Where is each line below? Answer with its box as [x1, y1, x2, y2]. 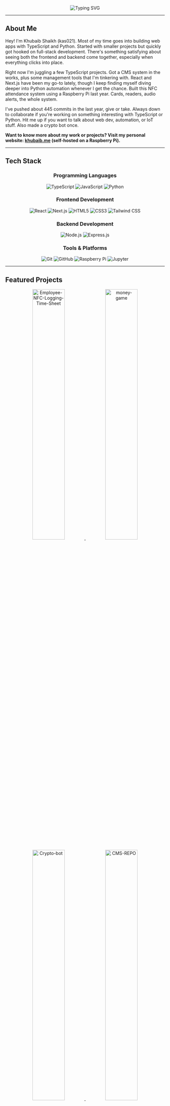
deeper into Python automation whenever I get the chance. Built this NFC [5, 85, 158, 91]
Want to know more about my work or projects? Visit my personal [5, 132, 146, 138]
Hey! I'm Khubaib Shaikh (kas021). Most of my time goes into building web [5, 38, 160, 44]
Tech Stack [5, 157, 41, 165]
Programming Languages [53, 172, 117, 179]
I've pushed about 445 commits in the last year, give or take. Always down [5, 106, 160, 112]
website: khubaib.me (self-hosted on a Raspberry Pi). [5, 137, 120, 144]
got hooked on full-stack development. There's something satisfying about [5, 48, 161, 55]
